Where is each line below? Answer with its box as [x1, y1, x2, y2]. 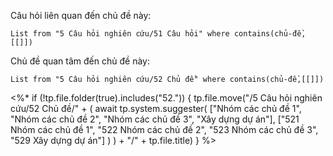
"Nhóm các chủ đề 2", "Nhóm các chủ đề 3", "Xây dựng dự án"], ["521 [10, 113, 300, 125]
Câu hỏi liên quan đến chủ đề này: [10, 10, 152, 21]
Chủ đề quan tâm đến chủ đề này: [10, 55, 150, 67]
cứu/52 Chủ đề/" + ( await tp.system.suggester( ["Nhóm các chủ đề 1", [10, 103, 302, 114]
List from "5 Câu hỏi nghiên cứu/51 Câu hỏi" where [10, 29, 230, 39]
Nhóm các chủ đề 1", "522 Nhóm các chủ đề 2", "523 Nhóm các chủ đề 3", [10, 124, 319, 135]
